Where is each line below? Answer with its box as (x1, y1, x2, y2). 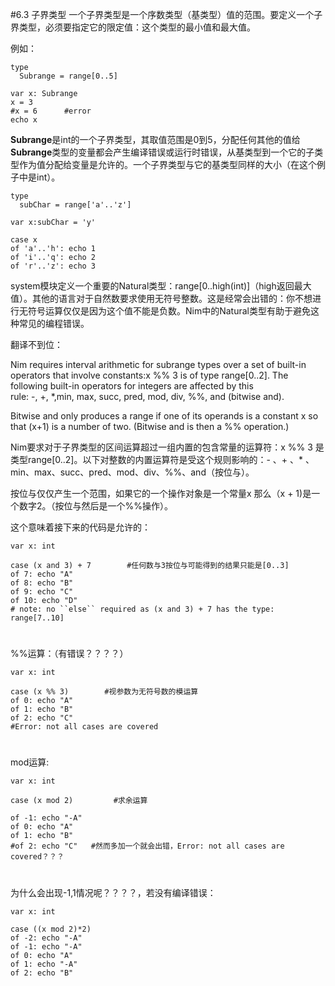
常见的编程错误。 (18, 318, 90, 329)
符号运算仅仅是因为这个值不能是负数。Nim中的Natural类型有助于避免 (27, 305, 311, 317)
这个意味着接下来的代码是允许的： (10, 521, 151, 533)
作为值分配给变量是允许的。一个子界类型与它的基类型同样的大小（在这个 (18, 159, 317, 170)
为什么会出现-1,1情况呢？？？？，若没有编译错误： (10, 886, 217, 898)
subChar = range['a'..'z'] (19, 200, 132, 210)
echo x (10, 115, 38, 125)
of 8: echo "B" (10, 578, 74, 588)
